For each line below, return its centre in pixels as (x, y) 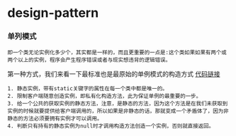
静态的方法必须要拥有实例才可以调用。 (55, 119)
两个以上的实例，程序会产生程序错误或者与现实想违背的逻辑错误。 (89, 60)
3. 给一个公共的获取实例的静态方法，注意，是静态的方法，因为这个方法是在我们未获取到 (118, 104)
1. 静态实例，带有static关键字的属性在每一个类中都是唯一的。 (88, 89)
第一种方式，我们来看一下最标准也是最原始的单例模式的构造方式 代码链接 (114, 74)
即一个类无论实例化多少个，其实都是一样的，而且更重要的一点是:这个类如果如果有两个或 (117, 53)
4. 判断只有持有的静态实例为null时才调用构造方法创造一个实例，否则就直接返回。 (111, 126)
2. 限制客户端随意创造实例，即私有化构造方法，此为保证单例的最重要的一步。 (105, 97)
